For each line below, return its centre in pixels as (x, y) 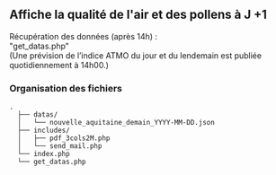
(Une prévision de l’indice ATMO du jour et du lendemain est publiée (136, 55)
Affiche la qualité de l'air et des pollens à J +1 (138, 15)
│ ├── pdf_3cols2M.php (64, 138)
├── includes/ (44, 131)
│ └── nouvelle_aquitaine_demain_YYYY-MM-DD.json (116, 123)
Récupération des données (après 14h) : (84, 36)
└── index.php (44, 154)
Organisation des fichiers (66, 88)
